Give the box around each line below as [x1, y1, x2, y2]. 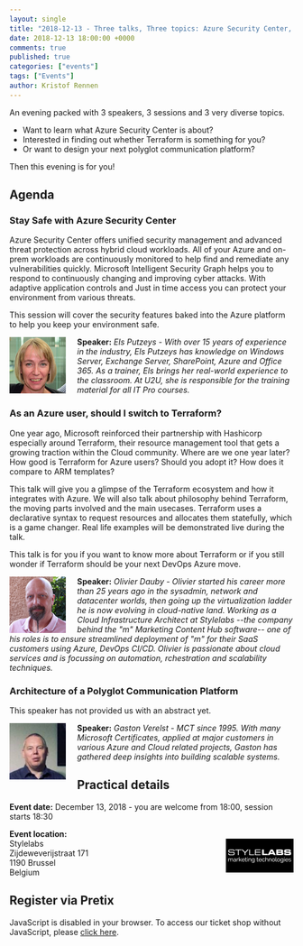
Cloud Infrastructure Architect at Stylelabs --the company [77, 614, 293, 625]
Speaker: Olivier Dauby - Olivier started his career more [77, 575, 286, 586]
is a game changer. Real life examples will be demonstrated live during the [9, 521, 285, 532]
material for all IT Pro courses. [77, 384, 190, 396]
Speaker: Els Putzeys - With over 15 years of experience [77, 336, 287, 347]
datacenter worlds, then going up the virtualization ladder [77, 595, 292, 606]
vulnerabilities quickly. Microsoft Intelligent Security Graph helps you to [9, 263, 274, 274]
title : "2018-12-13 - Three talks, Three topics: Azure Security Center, [9, 23, 293, 33]
